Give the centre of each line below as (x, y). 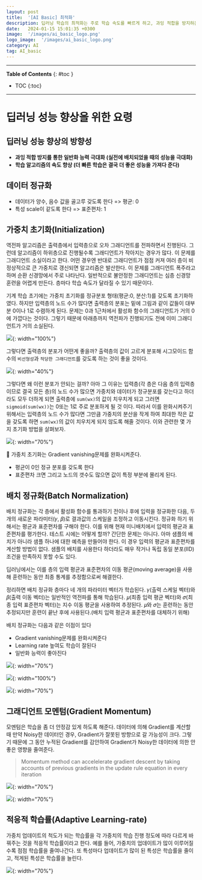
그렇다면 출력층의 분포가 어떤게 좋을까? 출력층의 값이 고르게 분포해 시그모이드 (97, 351)
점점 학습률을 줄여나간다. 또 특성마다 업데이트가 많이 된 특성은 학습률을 (100, 850)
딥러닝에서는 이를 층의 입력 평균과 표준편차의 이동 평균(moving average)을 (94, 569)
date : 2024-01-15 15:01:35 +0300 (51, 29)
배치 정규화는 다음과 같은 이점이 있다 (49, 625)
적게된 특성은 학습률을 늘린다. (49, 858)
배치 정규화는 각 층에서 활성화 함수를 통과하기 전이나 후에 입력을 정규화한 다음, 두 (101, 511)
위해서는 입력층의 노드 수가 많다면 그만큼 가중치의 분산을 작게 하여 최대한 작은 (97, 414)
